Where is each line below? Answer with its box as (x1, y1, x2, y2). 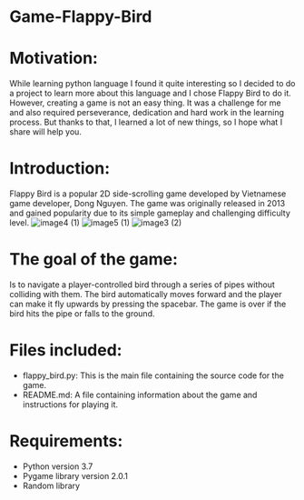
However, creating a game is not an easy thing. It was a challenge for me (9, 97, 281, 108)
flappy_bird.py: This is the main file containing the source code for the (22, 370, 284, 381)
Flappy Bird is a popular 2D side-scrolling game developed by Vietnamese (9, 188, 287, 199)
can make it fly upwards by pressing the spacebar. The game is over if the (9, 298, 287, 309)
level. (9, 217, 30, 228)
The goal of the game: (9, 249, 179, 270)
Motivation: (9, 48, 98, 69)
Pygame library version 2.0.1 (22, 470, 129, 481)
